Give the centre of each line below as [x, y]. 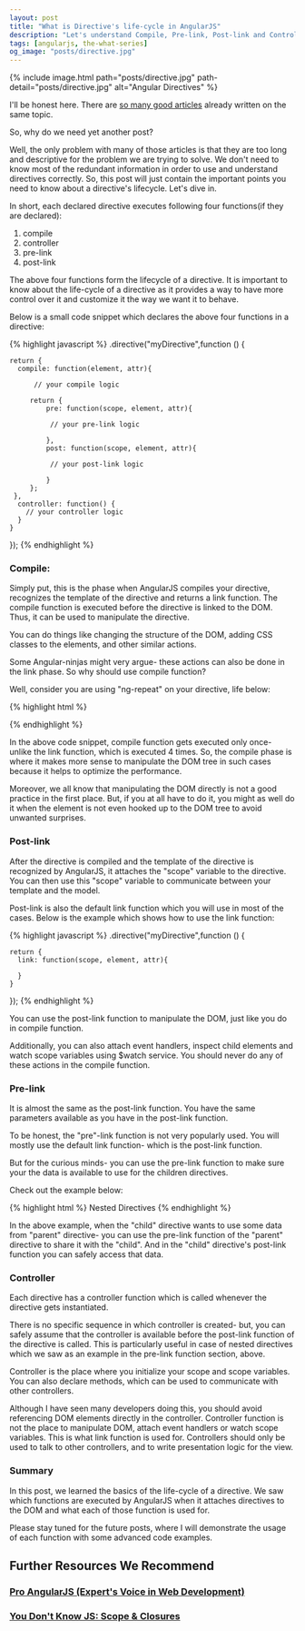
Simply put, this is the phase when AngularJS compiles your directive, [140, 589]
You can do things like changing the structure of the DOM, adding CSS [141, 635]
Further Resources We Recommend [112, 1566]
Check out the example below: [66, 1190]
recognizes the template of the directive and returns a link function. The [144, 598]
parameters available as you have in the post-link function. [119, 1118]
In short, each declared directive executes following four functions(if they [147, 206]
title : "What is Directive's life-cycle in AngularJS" [115, 26]
